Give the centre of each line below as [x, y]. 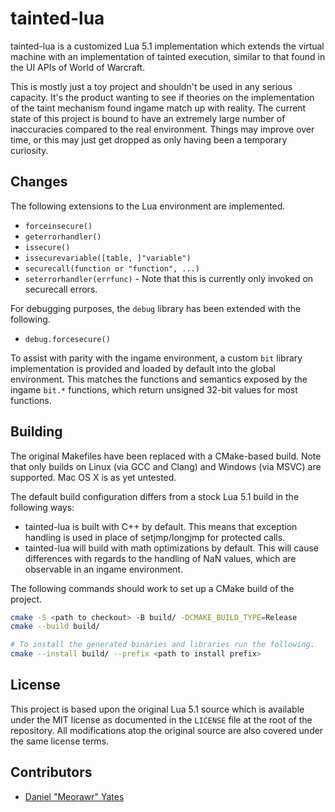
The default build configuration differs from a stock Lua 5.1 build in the [155, 496]
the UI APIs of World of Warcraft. [78, 67]
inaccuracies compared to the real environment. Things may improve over [162, 129]
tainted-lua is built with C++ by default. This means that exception [161, 526]
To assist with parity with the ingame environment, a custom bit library [156, 358]
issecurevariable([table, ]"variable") [108, 258]
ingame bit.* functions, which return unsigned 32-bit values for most [154, 389]
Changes [39, 182]
